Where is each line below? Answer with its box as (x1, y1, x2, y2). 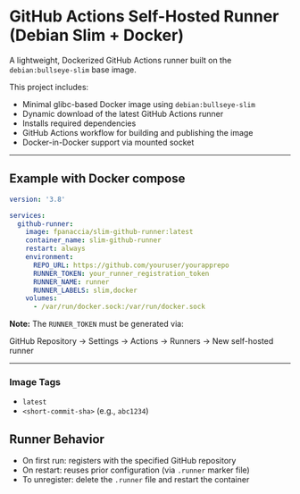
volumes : (25, 294, 58, 303)
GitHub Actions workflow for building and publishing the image (21, 127, 254, 138)
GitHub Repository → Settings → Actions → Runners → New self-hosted (9, 336, 274, 347)
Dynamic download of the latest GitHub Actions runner (21, 108, 224, 119)
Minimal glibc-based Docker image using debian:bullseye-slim (21, 98, 256, 109)
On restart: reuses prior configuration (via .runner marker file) (21, 465, 250, 475)
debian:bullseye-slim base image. (9, 64, 137, 75)
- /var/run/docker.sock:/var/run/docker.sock (32, 302, 205, 312)
